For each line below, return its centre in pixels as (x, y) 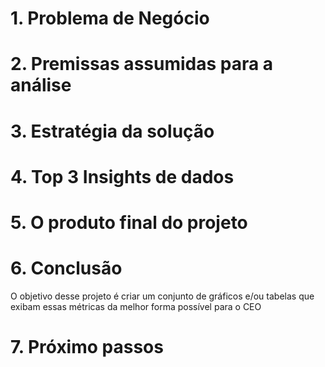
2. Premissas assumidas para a (142, 64)
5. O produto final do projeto (129, 222)
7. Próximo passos (87, 347)
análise (41, 85)
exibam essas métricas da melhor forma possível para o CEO (136, 306)
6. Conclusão (66, 268)
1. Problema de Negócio (110, 18)
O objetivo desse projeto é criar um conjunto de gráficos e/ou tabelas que (162, 296)
